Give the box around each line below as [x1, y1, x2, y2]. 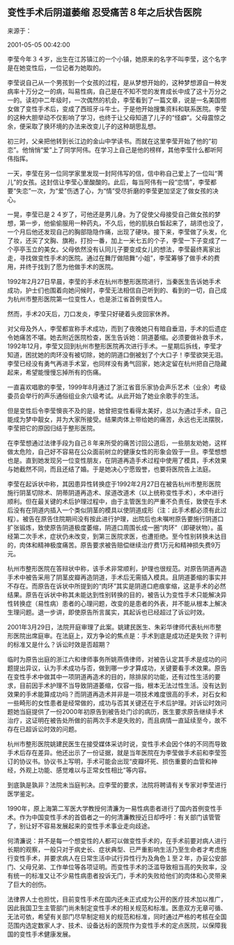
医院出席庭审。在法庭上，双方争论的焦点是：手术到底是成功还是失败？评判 [13, 631, 227, 640]
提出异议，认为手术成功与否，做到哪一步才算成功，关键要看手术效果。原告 [13, 664, 227, 672]
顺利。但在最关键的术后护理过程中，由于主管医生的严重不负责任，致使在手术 [7, 497, 227, 505]
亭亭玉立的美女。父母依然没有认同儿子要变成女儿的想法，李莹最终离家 [13, 245, 214, 253]
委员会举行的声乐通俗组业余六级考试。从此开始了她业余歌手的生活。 [7, 392, 203, 400]
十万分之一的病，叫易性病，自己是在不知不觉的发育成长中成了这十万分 [19, 87, 221, 96]
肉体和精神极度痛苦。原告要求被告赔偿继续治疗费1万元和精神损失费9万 [19, 540, 221, 549]
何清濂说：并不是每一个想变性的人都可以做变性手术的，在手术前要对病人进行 [7, 836, 227, 844]
